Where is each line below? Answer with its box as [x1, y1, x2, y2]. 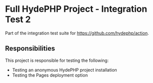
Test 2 [5, 14, 31, 25]
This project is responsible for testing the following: [5, 57, 109, 63]
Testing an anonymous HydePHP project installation [12, 67, 117, 73]
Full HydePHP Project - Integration [5, 3, 148, 15]
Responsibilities [5, 44, 55, 53]
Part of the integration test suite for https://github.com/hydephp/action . [5, 30, 149, 36]
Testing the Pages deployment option [12, 72, 88, 78]
